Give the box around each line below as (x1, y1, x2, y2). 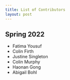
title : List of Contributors (5, 7, 66, 12)
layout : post (5, 12, 32, 17)
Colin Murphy (12, 59, 41, 65)
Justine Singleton (12, 54, 48, 60)
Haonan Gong (12, 64, 41, 70)
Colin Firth (12, 48, 34, 54)
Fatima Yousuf (12, 43, 42, 49)
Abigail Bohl (12, 70, 37, 76)
